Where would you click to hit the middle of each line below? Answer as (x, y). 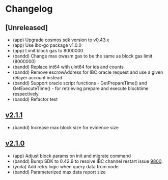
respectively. (26, 94)
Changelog (29, 9)
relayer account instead (37, 78)
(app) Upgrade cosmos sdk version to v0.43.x (61, 40)
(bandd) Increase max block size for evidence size (65, 127)
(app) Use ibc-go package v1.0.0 (47, 45)
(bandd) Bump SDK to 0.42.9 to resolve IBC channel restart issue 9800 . (88, 161)
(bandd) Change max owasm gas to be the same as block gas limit (82, 56)
